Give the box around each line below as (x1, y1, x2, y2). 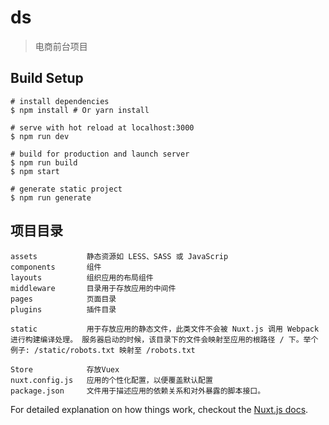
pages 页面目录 (10, 294, 117, 304)
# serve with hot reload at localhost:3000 (10, 122, 195, 133)
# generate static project (10, 184, 123, 194)
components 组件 (10, 262, 102, 272)
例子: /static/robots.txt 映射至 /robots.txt (10, 345, 196, 355)
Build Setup (10, 70, 84, 87)
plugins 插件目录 (10, 304, 117, 315)
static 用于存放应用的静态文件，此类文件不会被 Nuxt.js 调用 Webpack (10, 324, 320, 334)
